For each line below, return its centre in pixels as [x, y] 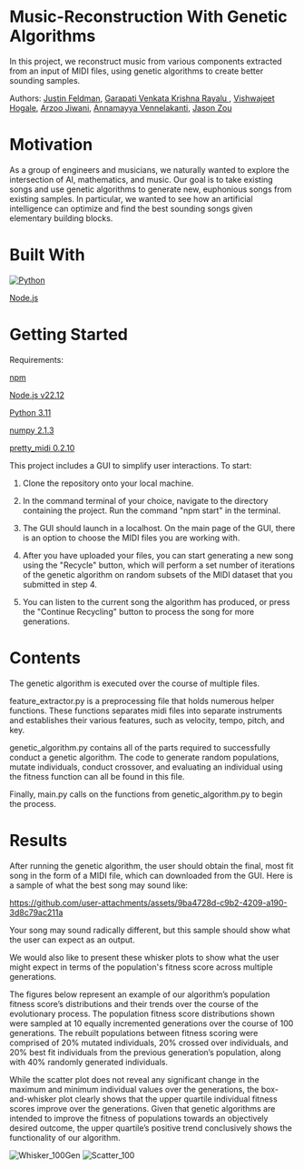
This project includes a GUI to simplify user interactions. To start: [131, 465]
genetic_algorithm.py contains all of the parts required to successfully [140, 747]
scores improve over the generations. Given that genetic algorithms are [142, 1108]
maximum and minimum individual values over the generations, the [134, 1089]
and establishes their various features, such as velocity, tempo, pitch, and [147, 720]
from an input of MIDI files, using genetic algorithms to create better [137, 71]
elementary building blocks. [61, 218]
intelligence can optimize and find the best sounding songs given [131, 208]
